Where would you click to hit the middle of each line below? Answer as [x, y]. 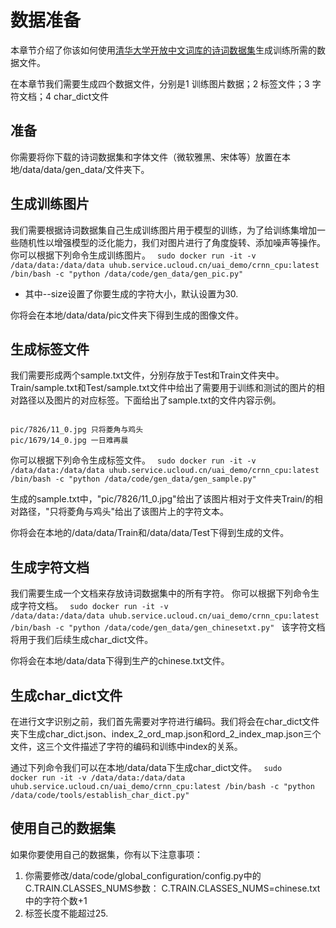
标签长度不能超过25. [66, 913]
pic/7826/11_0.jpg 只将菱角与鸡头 [77, 430]
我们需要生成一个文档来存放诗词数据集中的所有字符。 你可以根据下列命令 [160, 593]
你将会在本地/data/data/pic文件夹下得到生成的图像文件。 [127, 315]
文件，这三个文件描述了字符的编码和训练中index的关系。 [126, 746]
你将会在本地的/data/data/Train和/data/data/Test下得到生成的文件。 [150, 533]
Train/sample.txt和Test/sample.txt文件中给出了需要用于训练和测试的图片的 [163, 388]
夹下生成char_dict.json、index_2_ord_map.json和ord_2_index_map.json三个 [166, 734]
